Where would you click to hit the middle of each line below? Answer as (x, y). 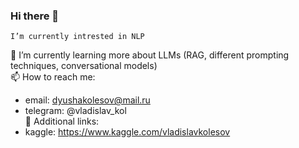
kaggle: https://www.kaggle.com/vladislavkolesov (127, 132)
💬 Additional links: (62, 121)
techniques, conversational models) (84, 66)
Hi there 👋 (35, 16)
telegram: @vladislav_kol (75, 111)
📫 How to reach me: (53, 77)
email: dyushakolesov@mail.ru (87, 100)
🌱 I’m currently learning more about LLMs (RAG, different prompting (150, 55)
